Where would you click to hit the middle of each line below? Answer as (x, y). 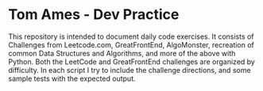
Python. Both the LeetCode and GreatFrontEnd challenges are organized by (132, 62)
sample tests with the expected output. (72, 78)
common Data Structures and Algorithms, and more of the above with (122, 53)
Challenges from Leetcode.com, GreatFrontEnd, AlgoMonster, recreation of (131, 44)
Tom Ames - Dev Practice (94, 15)
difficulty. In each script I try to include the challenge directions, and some (130, 70)
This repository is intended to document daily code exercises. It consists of (131, 36)
